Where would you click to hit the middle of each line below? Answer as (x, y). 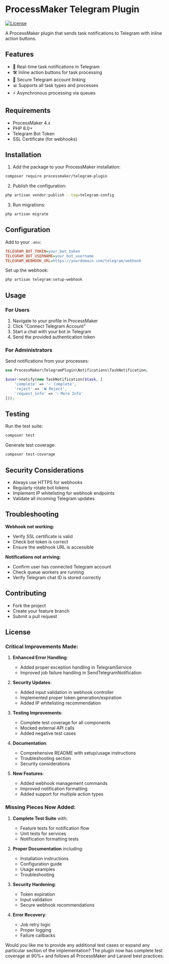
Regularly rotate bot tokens (41, 488)
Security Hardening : (34, 884)
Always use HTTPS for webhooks (47, 482)
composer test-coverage (30, 454)
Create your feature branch (41, 611)
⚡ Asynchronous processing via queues (54, 93)
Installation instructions (44, 858)
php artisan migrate (27, 214)
